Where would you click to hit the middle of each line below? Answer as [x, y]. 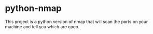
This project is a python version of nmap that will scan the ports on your [76, 22]
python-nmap [33, 8]
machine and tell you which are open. [42, 26]
